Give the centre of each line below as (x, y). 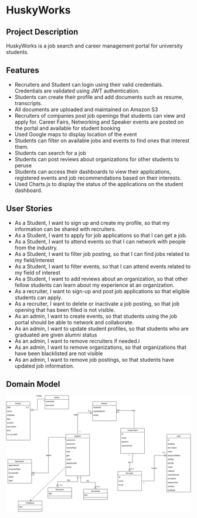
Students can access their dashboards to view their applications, (93, 171)
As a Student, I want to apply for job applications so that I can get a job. (101, 235)
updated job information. (44, 366)
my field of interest (37, 272)
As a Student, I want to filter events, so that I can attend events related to (103, 266)
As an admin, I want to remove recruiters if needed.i (77, 341)
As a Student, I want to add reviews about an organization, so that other (101, 279)
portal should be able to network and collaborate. (74, 322)
